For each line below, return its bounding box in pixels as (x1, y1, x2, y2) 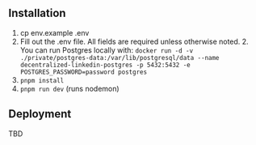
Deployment (8, 107, 72, 121)
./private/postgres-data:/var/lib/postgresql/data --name (19, 53, 220, 62)
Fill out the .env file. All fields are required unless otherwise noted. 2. (19, 36, 249, 46)
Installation (8, 6, 66, 20)
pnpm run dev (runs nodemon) (19, 83, 120, 93)
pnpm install (19, 76, 65, 84)
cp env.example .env (19, 28, 90, 37)
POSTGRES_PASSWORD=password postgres (19, 68, 148, 76)
